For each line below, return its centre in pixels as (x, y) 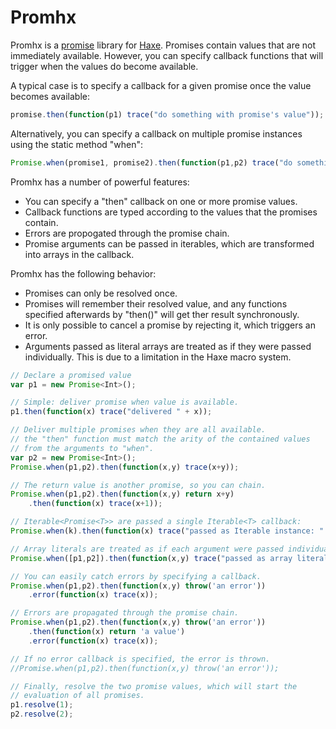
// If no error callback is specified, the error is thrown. (140, 659)
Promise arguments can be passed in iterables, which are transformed (169, 243)
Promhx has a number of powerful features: (100, 182)
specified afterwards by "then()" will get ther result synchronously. (162, 314)
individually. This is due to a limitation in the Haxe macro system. (158, 357)
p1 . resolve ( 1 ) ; (42, 705)
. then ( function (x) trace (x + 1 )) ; (95, 504)
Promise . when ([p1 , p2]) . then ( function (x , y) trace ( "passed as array (151, 558)
